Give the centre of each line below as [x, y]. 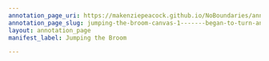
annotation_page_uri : [44, 15]
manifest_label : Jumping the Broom [68, 38]
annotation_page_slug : [46, 23]
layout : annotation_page [50, 30]
